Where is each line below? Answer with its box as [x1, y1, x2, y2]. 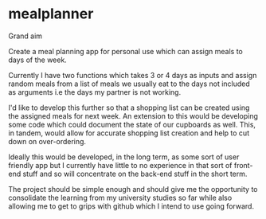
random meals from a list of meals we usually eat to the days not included [8, 79, 251, 88]
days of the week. [8, 55, 68, 65]
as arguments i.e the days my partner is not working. [8, 87, 182, 96]
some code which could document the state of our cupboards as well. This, [8, 119, 256, 129]
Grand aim [8, 31, 42, 41]
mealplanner [8, 5, 94, 23]
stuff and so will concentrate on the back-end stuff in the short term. [22, 169, 248, 178]
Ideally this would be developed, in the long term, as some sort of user [8, 152, 240, 162]
